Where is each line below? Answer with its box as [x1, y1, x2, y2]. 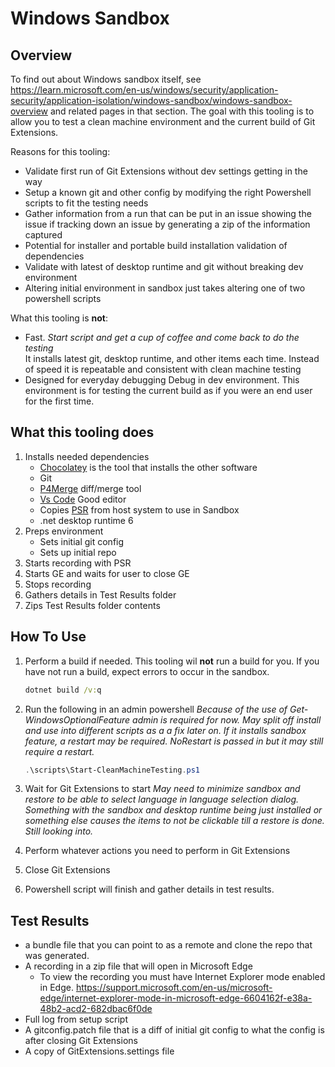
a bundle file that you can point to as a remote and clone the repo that [24, 939, 313, 951]
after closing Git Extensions [24, 1035, 138, 1047]
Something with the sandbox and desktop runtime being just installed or [24, 804, 323, 816]
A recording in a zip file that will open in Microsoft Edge [24, 960, 253, 972]
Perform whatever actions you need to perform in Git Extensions [24, 845, 291, 857]
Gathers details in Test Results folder [24, 588, 177, 601]
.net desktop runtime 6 [39, 514, 134, 526]
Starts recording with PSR [24, 557, 132, 569]
